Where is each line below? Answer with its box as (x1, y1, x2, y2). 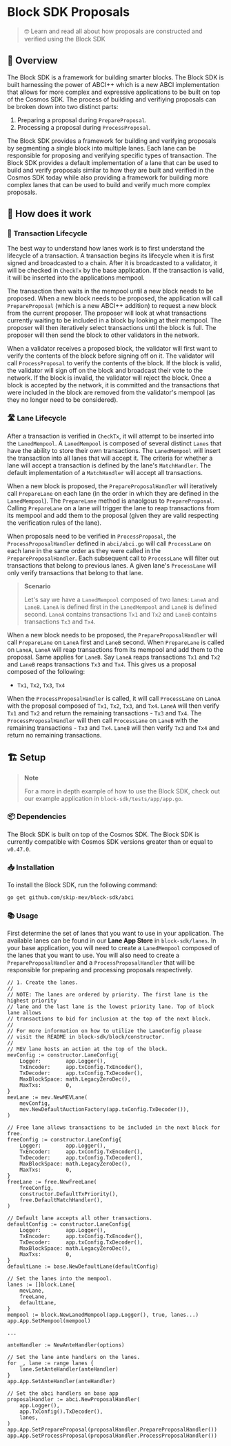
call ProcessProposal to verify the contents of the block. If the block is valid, (7, 359, 222, 367)
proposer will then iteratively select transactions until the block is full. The (7, 324, 217, 332)
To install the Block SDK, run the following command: (7, 881, 158, 889)
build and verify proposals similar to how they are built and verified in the (7, 166, 214, 174)
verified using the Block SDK (23, 35, 106, 43)
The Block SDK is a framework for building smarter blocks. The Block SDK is (7, 73, 224, 81)
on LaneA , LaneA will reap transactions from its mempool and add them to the (7, 645, 223, 653)
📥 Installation (7, 862, 55, 872)
